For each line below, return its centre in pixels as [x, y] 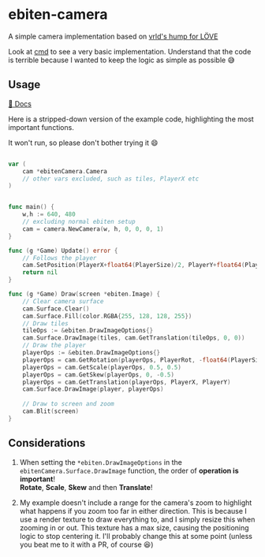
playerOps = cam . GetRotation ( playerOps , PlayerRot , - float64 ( [127, 360]
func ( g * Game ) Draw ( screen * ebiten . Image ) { [84, 294]
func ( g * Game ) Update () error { [63, 251]
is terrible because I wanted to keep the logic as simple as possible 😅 [121, 60]
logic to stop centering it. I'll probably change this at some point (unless [136, 536]
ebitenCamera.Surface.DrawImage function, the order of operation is [129, 470]
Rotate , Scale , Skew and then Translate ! [86, 487]
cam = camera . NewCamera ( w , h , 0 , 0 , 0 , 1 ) [93, 229]
